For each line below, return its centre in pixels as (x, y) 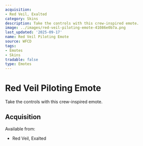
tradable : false (22, 60)
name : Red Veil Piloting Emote (37, 37)
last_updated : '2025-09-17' (34, 32)
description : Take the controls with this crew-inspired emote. (72, 23)
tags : (11, 46)
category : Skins (22, 19)
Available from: (20, 129)
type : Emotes (18, 64)
